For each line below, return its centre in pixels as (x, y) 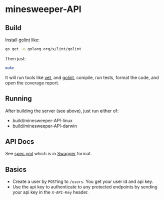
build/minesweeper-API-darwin (45, 126)
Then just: (15, 58)
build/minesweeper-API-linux (42, 120)
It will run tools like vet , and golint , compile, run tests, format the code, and (82, 77)
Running (19, 99)
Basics (16, 169)
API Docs (20, 141)
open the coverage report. (32, 83)
